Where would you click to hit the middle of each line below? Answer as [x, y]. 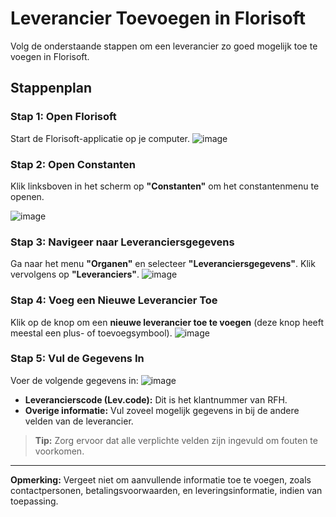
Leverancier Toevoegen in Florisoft [158, 18]
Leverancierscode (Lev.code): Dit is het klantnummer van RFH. [156, 399]
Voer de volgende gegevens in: [74, 380]
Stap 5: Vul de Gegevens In [77, 359]
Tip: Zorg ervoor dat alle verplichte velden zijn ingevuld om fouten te [176, 440]
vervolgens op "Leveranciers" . [75, 274]
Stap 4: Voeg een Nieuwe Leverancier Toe [114, 300]
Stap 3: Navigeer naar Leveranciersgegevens [122, 242]
